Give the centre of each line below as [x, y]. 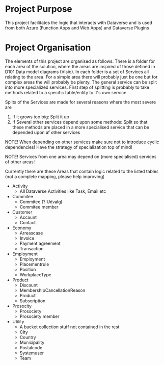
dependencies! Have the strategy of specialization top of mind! [69, 147]
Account [28, 217]
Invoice [27, 238]
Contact [27, 222]
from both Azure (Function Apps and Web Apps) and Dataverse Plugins [77, 27]
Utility [18, 321]
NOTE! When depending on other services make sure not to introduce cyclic [82, 142]
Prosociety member [40, 316]
